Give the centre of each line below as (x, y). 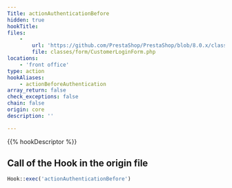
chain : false (26, 103)
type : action (26, 71)
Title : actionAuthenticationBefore (58, 13)
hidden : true (26, 20)
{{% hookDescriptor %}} (42, 141)
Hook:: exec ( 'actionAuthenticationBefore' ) (69, 179)
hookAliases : (26, 77)
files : (17, 33)
